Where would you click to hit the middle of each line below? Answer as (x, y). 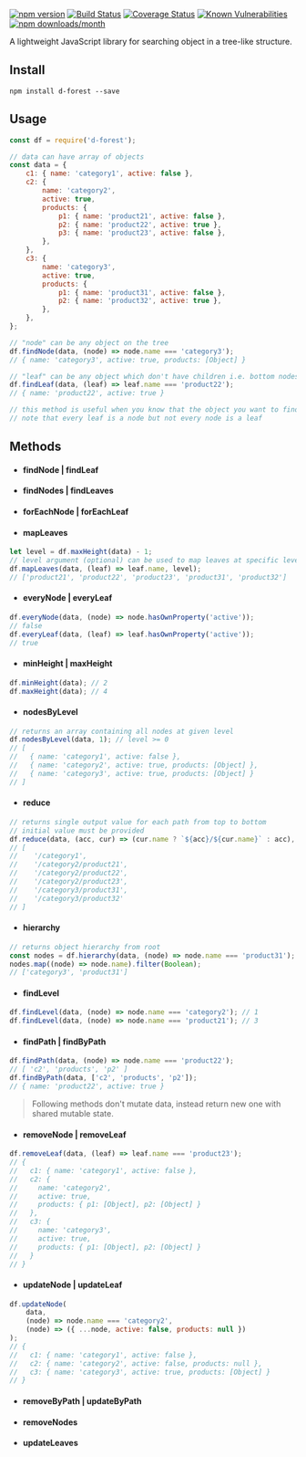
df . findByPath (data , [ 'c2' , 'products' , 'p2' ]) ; (103, 1078)
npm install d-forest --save (65, 91)
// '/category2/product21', (69, 865)
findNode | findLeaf (61, 469)
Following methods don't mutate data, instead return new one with (156, 1104)
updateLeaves (51, 1443)
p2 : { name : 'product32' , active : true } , (140, 301)
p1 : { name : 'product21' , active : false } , (142, 216)
